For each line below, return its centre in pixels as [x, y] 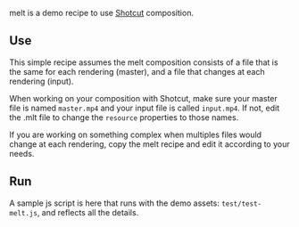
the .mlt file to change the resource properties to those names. [124, 117]
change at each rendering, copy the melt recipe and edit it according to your [149, 144]
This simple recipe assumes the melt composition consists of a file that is [144, 62]
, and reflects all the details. [88, 212]
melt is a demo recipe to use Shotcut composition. [102, 13]
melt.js [24, 213]
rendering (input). [42, 81]
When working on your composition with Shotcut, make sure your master [144, 98]
